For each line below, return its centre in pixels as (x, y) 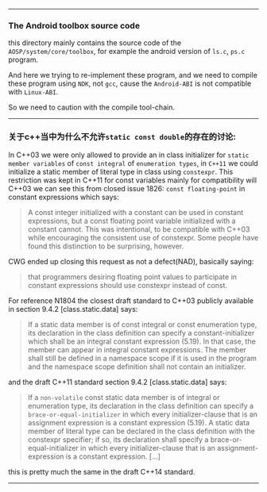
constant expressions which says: (64, 197)
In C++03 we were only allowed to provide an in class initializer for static (129, 155)
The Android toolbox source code (74, 25)
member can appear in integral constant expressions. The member (137, 349)
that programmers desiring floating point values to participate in (132, 277)
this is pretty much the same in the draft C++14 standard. (102, 471)
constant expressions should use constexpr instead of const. (128, 285)
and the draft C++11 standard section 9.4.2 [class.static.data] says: (118, 382)
